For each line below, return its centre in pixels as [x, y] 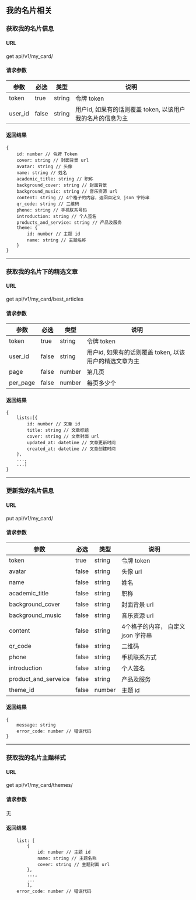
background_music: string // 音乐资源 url [67, 191]
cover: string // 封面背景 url [53, 160]
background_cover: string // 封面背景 [62, 185]
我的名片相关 [29, 11]
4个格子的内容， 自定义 [153, 626]
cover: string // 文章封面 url [63, 437]
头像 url [132, 571]
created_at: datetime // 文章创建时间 [71, 449]
